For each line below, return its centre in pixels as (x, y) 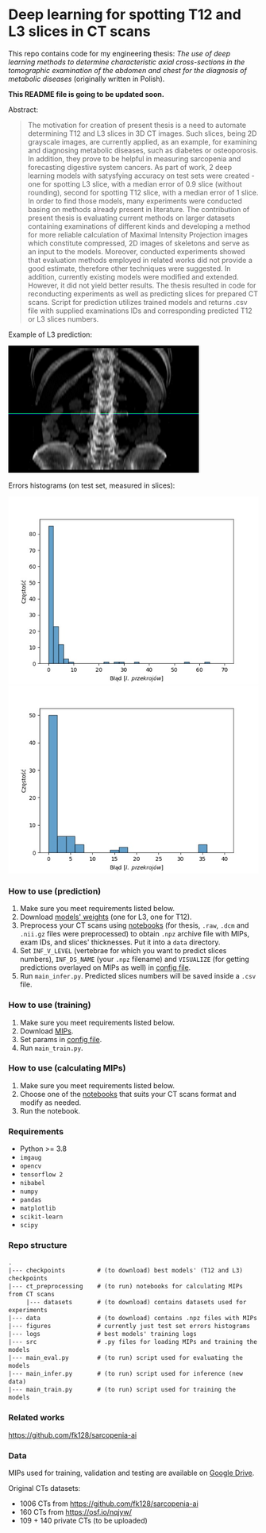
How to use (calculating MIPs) (67, 1068)
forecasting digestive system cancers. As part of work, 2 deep (130, 167)
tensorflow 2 (41, 1175)
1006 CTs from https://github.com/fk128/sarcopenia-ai (109, 1504)
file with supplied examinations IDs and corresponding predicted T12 (140, 311)
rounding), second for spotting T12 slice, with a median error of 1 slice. (143, 192)
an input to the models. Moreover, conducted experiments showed (137, 251)
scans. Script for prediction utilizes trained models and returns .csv (137, 302)
